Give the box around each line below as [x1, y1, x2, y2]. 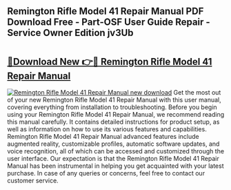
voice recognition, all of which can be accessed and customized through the [7, 147, 225, 155]
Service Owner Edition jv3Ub [7, 27, 134, 39]
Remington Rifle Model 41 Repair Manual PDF [7, 6, 204, 17]
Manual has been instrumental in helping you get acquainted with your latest [7, 162, 224, 170]
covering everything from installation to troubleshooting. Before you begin [7, 103, 217, 111]
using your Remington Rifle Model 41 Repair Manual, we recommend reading [7, 111, 225, 118]
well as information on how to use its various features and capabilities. [7, 125, 207, 133]
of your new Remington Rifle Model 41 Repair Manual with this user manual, [7, 96, 222, 104]
